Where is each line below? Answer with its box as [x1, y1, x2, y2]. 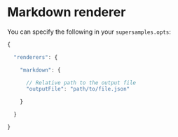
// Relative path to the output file [25, 79, 137, 86]
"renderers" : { [13, 53, 58, 60]
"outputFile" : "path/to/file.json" [25, 86, 130, 93]
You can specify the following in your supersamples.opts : [7, 27, 172, 36]
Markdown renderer [7, 4, 126, 20]
